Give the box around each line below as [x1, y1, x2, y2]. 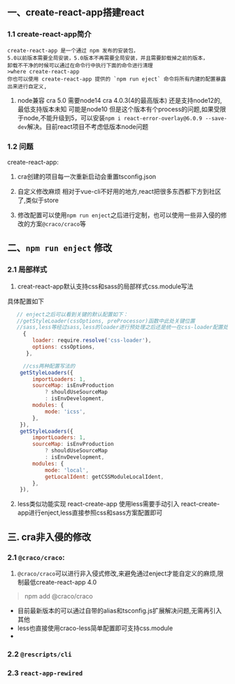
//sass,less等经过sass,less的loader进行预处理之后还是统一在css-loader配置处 [16, 324, 229, 331]
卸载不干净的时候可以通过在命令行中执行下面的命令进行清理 [7, 62, 153, 69]
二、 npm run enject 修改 [7, 242, 113, 254]
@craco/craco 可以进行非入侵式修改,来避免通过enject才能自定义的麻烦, [17, 569, 218, 578]
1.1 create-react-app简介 [7, 29, 92, 39]
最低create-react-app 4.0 [23, 578, 97, 586]
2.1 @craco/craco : [7, 552, 65, 562]
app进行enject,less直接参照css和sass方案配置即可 [17, 508, 163, 517]
